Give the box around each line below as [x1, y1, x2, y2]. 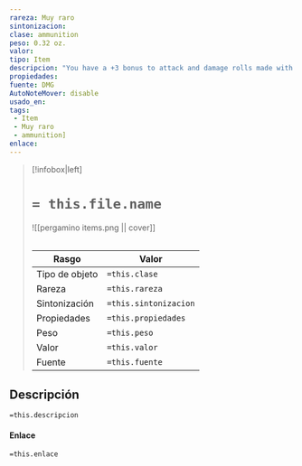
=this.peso [107, 328, 154, 339]
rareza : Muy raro [9, 13, 75, 23]
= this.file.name [31, 195, 163, 212]
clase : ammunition [9, 30, 79, 39]
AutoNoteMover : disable [9, 89, 99, 98]
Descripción [9, 387, 80, 402]
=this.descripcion [9, 411, 79, 420]
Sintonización [35, 297, 95, 310]
